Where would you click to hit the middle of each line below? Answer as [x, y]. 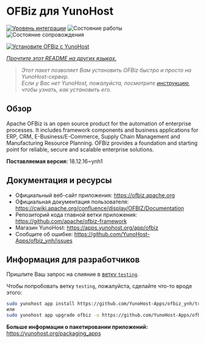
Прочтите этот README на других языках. [62, 58]
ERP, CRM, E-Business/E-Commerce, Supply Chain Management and [93, 136]
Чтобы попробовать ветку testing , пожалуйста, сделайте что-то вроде [99, 286]
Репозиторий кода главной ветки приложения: [76, 214]
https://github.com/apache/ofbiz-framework [71, 221]
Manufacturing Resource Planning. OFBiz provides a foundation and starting [102, 143]
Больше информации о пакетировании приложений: [77, 327]
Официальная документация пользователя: [72, 201]
